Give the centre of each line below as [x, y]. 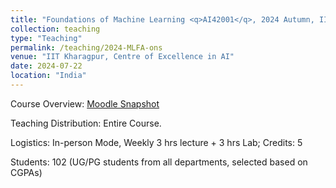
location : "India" [48, 76]
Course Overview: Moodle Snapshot [85, 103]
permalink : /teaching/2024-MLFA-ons [86, 47]
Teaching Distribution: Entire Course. [86, 123]
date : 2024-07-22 [46, 66]
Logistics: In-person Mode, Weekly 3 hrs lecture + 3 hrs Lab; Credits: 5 [156, 142]
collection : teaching [55, 29]
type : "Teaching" [46, 38]
